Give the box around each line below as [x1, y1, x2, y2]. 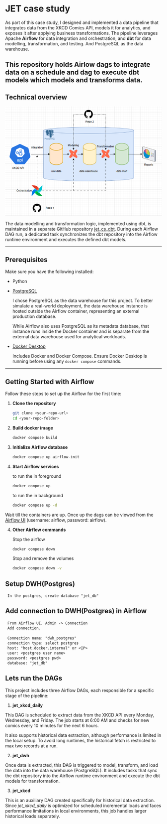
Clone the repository [12, 401, 56, 407]
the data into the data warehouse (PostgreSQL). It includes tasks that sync [5, 767, 158, 773]
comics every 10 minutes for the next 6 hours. [5, 722, 99, 728]
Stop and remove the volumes [12, 555, 74, 561]
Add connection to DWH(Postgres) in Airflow [5, 607, 147, 615]
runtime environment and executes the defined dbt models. [5, 236, 127, 242]
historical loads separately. [5, 813, 61, 819]
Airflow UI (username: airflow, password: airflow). [5, 517, 107, 523]
